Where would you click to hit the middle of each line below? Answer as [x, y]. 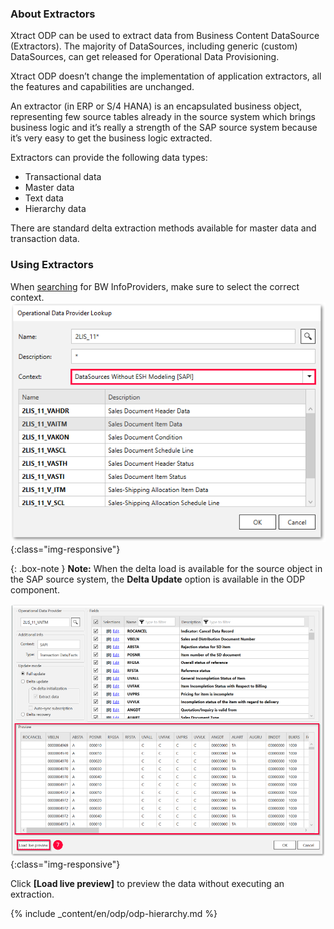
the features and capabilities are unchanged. [102, 87]
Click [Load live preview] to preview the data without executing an [147, 884]
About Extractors [53, 14]
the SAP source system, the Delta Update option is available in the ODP [158, 579]
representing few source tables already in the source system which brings [163, 117]
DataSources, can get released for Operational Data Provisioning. [145, 57]
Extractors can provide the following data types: [109, 158]
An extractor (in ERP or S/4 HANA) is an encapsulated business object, [156, 106]
